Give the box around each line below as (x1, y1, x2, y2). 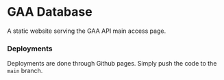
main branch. (7, 66, 43, 75)
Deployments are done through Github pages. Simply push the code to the (7, 59, 217, 68)
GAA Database (7, 4, 92, 20)
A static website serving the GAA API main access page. (7, 27, 166, 35)
